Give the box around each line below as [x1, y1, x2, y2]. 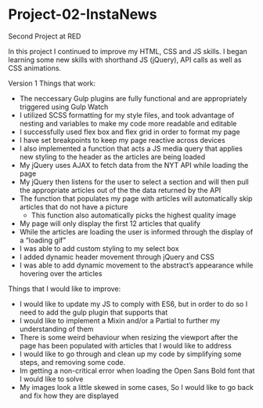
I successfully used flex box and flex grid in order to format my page [19, 127, 240, 137]
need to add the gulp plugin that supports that [19, 308, 168, 317]
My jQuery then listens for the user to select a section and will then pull [19, 177, 249, 186]
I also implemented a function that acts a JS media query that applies [19, 144, 243, 153]
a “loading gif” [19, 235, 67, 245]
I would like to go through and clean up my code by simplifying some [19, 349, 242, 359]
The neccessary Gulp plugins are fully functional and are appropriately [19, 93, 248, 103]
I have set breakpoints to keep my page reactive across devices [19, 135, 225, 144]
